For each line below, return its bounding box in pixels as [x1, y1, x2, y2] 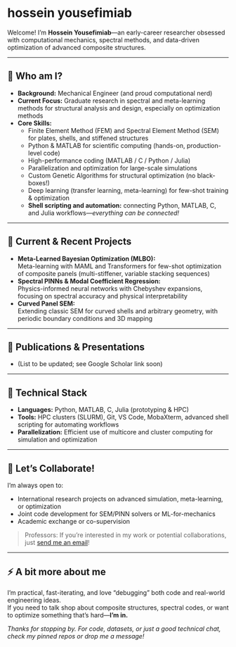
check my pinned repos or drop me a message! [7, 632, 145, 640]
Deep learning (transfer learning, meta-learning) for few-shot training [27, 186, 229, 194]
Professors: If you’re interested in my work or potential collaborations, [24, 531, 227, 539]
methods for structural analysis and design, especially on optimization [17, 103, 221, 112]
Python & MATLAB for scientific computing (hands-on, [27, 141, 185, 149]
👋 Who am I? [7, 70, 63, 82]
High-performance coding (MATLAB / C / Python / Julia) [27, 156, 191, 165]
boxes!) [27, 178, 51, 187]
